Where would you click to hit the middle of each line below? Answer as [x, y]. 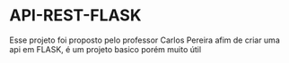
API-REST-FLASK [75, 16]
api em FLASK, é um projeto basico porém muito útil [105, 49]
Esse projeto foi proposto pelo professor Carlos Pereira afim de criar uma [144, 40]
